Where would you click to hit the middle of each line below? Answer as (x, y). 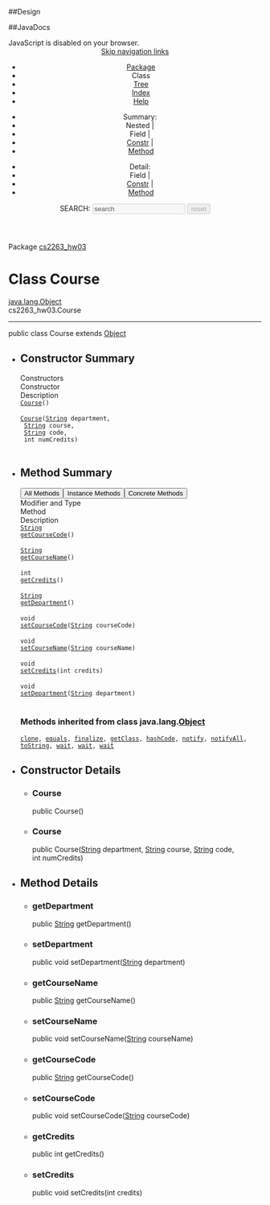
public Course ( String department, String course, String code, (133, 849)
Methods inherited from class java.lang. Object (112, 722)
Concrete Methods (155, 493)
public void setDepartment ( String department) (108, 962)
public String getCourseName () (84, 1000)
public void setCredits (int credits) (87, 1192)
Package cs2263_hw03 (47, 246)
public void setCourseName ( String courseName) (112, 1039)
